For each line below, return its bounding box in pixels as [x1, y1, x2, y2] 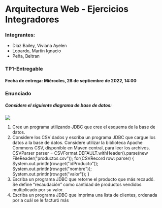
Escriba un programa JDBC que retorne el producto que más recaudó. [12, 176, 155, 182]
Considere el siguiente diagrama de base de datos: [5, 102, 112, 108]
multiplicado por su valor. [12, 186, 64, 193]
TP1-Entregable [5, 66, 43, 72]
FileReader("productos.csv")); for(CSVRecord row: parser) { [12, 155, 134, 161]
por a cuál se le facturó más [12, 197, 69, 203]
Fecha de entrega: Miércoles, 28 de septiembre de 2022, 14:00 [5, 78, 137, 83]
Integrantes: [5, 32, 35, 38]
